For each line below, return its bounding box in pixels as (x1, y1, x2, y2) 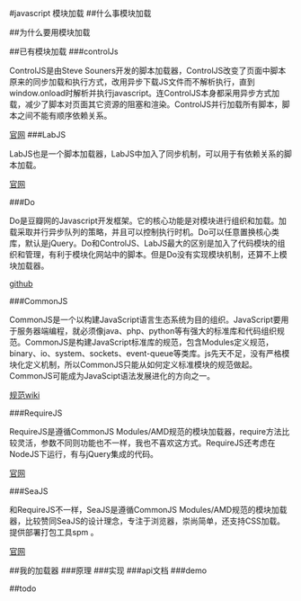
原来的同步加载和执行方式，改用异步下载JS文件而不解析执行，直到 (9, 76, 255, 87)
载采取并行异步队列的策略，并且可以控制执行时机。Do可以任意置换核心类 (9, 227, 280, 237)
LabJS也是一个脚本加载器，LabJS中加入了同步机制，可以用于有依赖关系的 (9, 148, 285, 159)
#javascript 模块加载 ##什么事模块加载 (9, 8, 152, 18)
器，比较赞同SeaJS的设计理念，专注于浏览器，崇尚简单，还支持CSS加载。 (9, 516, 286, 526)
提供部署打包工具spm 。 (9, 527, 99, 537)
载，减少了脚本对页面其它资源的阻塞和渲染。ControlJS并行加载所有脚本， (9, 99, 283, 110)
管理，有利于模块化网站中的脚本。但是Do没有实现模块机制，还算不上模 (24, 249, 288, 259)
